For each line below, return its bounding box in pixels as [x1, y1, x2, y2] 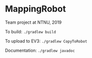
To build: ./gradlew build [5, 29, 56, 34]
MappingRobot [5, 3, 66, 14]
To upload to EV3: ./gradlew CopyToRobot [5, 38, 88, 44]
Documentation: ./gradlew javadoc [5, 47, 75, 53]
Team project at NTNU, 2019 [5, 19, 62, 25]
